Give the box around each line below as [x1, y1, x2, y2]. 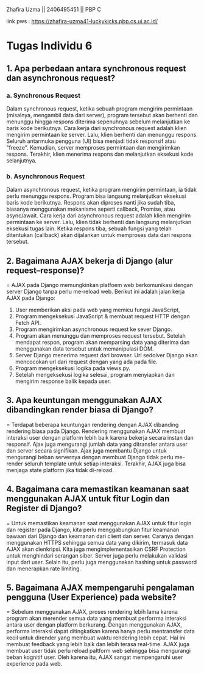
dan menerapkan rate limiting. [6, 565, 81, 572]
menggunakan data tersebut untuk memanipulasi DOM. [15, 345, 154, 352]
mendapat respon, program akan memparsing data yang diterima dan [15, 338, 190, 346]
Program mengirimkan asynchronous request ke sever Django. [15, 326, 172, 333]
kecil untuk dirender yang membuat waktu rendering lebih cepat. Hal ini [6, 634, 186, 641]
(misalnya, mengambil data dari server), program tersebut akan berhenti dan [6, 111, 198, 118]
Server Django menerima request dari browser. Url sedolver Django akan [15, 351, 198, 358]
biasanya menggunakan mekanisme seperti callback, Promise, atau [6, 205, 175, 213]
